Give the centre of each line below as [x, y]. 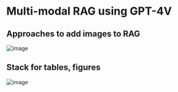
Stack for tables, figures [53, 67]
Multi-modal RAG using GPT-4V [89, 11]
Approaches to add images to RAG [73, 34]
